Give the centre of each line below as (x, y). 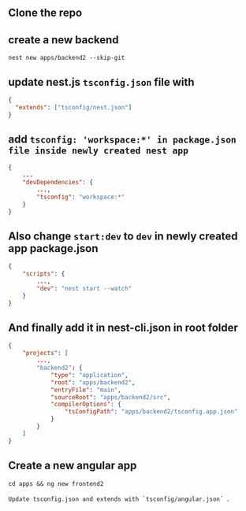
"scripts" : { (44, 274)
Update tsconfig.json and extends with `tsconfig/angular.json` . (119, 498)
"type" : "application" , (89, 375)
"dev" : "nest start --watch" (84, 289)
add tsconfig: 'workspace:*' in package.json (122, 140)
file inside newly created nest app (99, 151)
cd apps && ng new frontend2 (56, 483)
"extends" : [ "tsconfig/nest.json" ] (74, 107)
